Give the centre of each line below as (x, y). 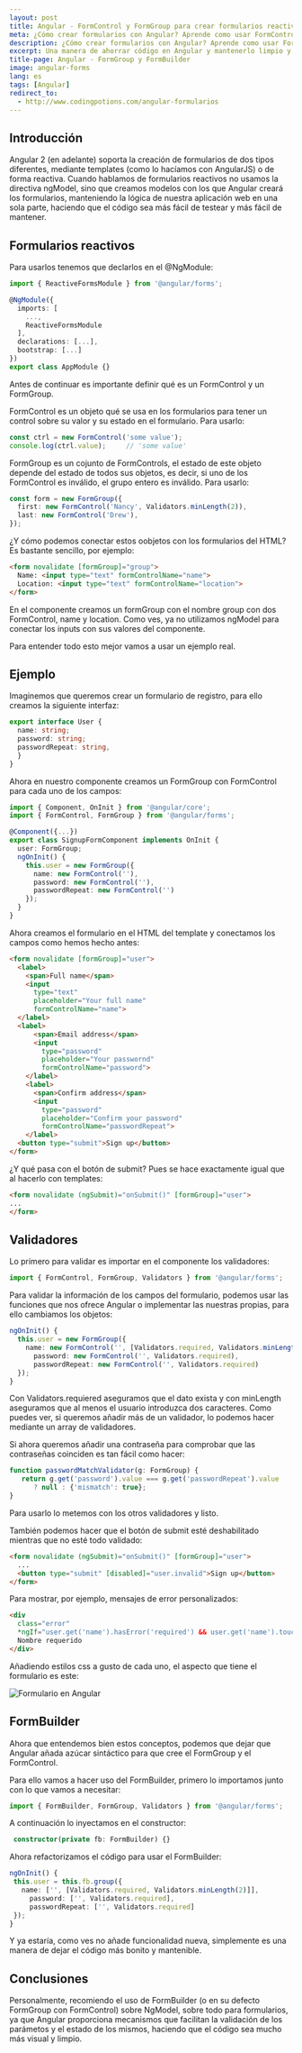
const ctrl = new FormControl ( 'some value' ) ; (96, 437)
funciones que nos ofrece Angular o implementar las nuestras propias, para (149, 1305)
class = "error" (44, 1624)
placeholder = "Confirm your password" (112, 1118)
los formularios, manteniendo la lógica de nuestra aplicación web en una (144, 198)
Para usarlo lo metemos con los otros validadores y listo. (114, 1513)
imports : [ (38, 308)
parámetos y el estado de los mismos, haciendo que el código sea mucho (146, 2030)
